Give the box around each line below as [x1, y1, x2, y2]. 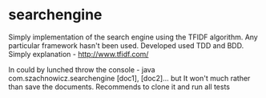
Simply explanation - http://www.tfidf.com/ [8, 49, 149, 59]
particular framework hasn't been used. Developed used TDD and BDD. [8, 40, 244, 50]
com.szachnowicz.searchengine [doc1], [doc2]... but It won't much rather [8, 73, 251, 83]
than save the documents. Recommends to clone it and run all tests [8, 82, 231, 92]
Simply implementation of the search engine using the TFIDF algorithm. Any [8, 32, 258, 42]
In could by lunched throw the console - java [8, 64, 155, 74]
